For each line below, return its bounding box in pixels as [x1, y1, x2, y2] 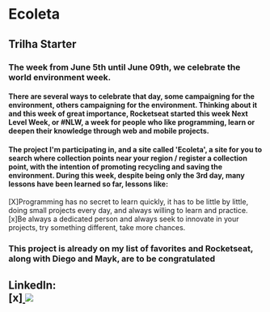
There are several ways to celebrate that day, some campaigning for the [8, 92, 255, 101]
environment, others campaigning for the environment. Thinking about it [8, 100, 257, 110]
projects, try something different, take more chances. [8, 223, 186, 233]
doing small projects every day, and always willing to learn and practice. [8, 206, 248, 216]
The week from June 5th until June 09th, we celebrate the [8, 62, 241, 73]
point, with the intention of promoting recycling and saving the [8, 161, 223, 171]
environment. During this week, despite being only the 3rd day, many [8, 170, 245, 180]
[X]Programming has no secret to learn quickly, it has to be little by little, [8, 197, 249, 207]
